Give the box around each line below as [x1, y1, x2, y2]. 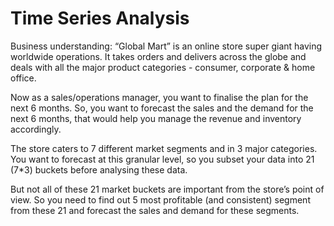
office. [10, 72, 37, 84]
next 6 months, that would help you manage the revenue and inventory [10, 112, 302, 124]
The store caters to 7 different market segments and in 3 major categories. [10, 142, 318, 154]
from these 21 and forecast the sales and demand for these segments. [10, 204, 300, 216]
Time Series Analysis [10, 7, 190, 30]
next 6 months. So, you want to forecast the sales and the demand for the [10, 102, 314, 114]
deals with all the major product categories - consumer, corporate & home [10, 61, 316, 73]
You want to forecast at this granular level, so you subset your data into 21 [10, 153, 315, 165]
